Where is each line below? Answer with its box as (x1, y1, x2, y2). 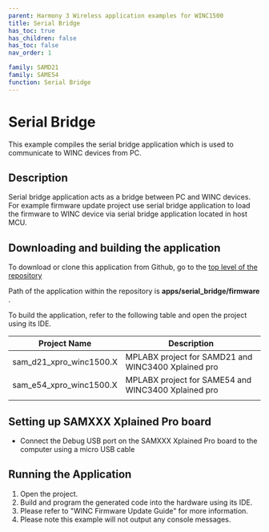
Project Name (38, 338, 92, 349)
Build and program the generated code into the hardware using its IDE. (19, 498, 253, 507)
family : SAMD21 (8, 63, 59, 72)
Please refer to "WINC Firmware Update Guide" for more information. (19, 506, 248, 515)
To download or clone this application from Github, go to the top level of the (8, 262, 258, 272)
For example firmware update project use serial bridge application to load (8, 201, 251, 211)
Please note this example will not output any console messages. (19, 514, 231, 524)
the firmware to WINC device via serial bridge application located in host (8, 209, 248, 219)
